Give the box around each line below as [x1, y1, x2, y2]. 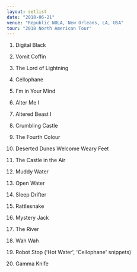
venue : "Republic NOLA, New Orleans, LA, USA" [7, 20, 124, 26]
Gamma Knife [15, 260, 49, 267]
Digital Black [15, 42, 46, 49]
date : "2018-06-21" [7, 14, 55, 20]
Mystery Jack [15, 214, 49, 222]
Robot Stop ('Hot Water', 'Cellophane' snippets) [15, 249, 132, 256]
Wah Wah [15, 237, 39, 244]
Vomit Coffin [15, 53, 46, 60]
